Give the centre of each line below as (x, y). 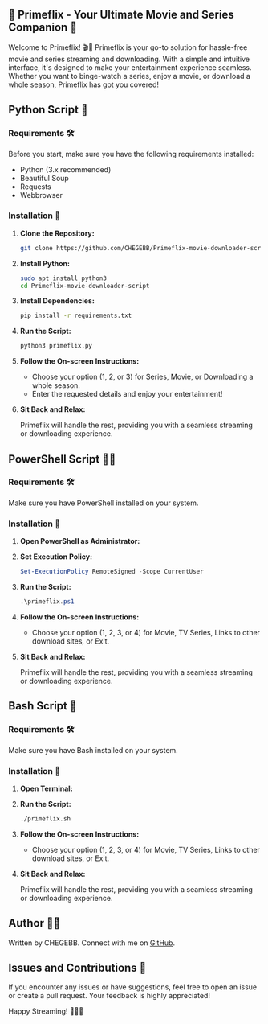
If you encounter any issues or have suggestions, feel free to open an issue (133, 987)
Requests (35, 187)
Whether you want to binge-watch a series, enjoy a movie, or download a (130, 76)
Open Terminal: (47, 788)
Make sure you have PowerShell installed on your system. (104, 503)
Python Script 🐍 (48, 110)
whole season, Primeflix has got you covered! (83, 84)
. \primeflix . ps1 (47, 602)
